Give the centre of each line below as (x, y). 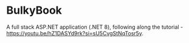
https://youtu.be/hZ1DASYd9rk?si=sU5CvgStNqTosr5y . (75, 33)
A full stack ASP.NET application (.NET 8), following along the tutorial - (95, 27)
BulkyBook (34, 10)
